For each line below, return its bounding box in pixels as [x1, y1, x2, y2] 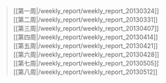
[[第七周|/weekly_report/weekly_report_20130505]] [13, 59, 159, 67]
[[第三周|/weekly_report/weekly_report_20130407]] [13, 24, 159, 32]
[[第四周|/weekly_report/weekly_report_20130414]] [13, 33, 158, 41]
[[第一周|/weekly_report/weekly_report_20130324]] [13, 7, 159, 15]
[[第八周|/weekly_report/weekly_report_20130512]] [13, 68, 158, 76]
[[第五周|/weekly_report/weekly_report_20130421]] [13, 42, 158, 50]
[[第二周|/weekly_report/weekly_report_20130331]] [13, 15, 158, 24]
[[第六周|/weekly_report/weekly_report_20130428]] [13, 50, 160, 59]
